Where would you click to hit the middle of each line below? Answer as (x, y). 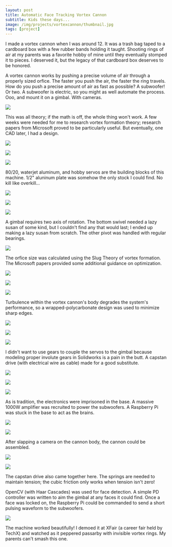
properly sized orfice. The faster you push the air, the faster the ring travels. (85, 81)
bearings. (15, 238)
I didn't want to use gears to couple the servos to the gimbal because (79, 352)
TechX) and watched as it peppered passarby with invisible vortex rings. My (86, 533)
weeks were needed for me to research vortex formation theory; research (83, 122)
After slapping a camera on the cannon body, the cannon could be (75, 442)
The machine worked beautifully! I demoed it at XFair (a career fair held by (84, 528)
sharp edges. (19, 313)
